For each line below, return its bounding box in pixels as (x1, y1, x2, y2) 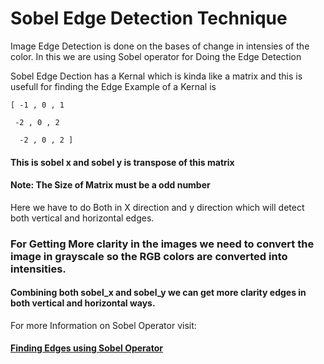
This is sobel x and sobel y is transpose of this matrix (10, 156, 235, 168)
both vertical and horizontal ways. (10, 297, 156, 309)
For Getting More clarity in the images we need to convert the (10, 237, 315, 251)
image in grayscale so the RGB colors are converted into (10, 249, 288, 263)
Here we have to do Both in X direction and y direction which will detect (10, 201, 305, 213)
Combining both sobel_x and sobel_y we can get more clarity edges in (10, 287, 307, 299)
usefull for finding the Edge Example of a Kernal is (10, 80, 217, 92)
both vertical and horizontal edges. (10, 212, 155, 224)
